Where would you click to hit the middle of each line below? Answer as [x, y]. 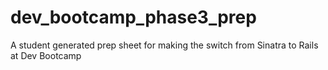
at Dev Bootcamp [46, 55]
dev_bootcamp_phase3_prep [133, 17]
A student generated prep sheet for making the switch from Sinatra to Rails [164, 45]
